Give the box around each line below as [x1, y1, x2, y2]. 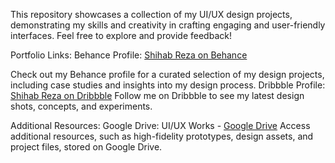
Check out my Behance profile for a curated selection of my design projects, [10, 69, 325, 80]
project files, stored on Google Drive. [10, 141, 163, 153]
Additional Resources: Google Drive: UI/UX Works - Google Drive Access [10, 120, 311, 131]
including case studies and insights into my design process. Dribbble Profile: [10, 79, 326, 91]
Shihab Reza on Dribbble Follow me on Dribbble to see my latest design [10, 90, 305, 101]
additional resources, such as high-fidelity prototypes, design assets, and [10, 130, 314, 142]
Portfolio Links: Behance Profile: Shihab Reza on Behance [10, 49, 248, 61]
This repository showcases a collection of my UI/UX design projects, [10, 9, 293, 20]
